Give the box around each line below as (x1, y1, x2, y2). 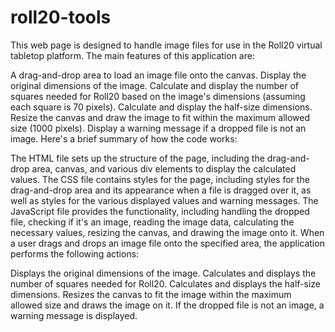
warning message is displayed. (10, 309, 138, 321)
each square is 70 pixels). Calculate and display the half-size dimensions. (10, 101, 313, 113)
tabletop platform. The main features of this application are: (10, 49, 255, 61)
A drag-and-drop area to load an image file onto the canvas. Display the (10, 69, 307, 81)
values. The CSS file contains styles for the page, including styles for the (10, 173, 310, 185)
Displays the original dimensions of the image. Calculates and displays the (10, 267, 317, 279)
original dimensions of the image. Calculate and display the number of (10, 79, 300, 91)
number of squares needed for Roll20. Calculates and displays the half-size (10, 277, 322, 290)
